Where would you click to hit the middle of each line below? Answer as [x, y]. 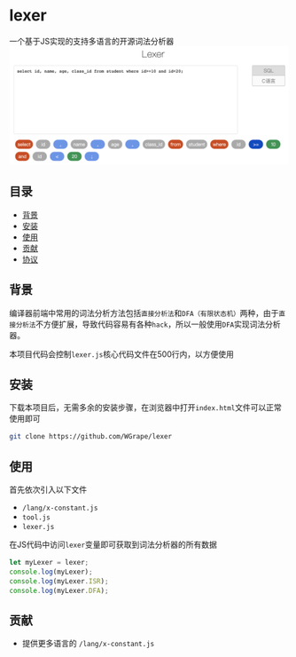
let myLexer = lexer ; [49, 563]
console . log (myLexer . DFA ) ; [59, 590]
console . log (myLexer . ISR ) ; [59, 581]
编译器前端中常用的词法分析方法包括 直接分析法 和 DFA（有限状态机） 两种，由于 [144, 313]
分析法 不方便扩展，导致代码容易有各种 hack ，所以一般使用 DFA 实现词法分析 [148, 324]
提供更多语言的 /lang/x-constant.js [88, 644]
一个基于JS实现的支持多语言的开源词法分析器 [92, 41]
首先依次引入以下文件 [48, 490]
